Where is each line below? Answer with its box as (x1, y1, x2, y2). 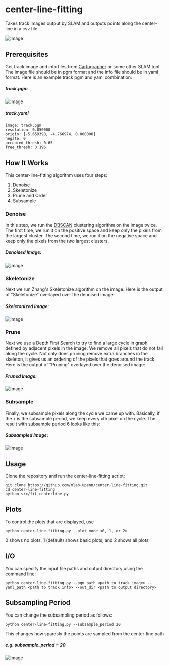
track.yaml (5, 110, 29, 116)
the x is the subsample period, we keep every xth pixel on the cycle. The (5, 415, 156, 421)
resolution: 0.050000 (5, 127, 51, 132)
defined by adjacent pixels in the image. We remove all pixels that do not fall (5, 345, 163, 351)
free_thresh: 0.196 (5, 145, 46, 150)
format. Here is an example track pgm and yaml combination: (5, 74, 132, 80)
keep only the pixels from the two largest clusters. (5, 238, 109, 244)
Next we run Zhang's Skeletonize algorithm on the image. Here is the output (5, 286, 163, 292)
